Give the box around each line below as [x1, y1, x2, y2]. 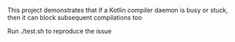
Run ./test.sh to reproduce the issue [7, 27, 112, 35]
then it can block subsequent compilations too [7, 13, 142, 22]
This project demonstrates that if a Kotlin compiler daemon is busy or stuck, [7, 6, 229, 14]
